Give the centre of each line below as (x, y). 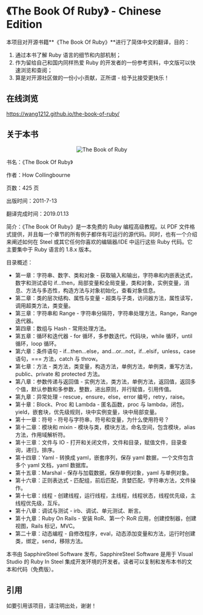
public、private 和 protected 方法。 (59, 374)
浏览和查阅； (36, 70)
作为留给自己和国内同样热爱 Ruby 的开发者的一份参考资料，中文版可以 (103, 62)
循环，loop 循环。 (37, 343)
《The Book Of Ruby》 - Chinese (84, 11)
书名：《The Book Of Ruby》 (40, 162)
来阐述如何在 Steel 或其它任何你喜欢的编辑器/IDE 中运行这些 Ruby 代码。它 (99, 242)
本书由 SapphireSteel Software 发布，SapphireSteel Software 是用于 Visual (100, 554)
